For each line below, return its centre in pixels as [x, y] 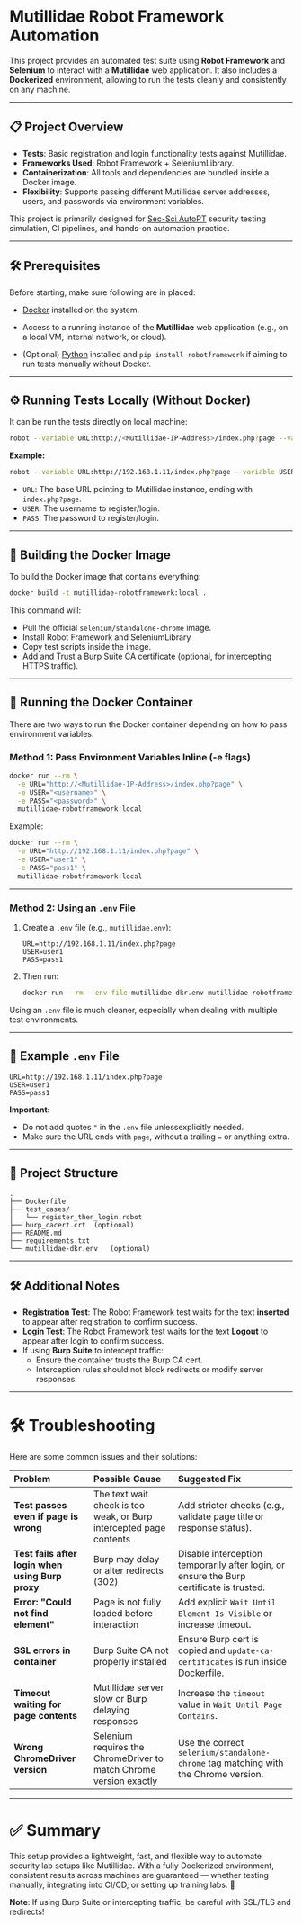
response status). [215, 1528]
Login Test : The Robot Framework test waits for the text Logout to [145, 1331]
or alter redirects [128, 1570]
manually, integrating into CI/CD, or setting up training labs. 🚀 [122, 1885]
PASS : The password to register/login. [91, 518]
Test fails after [46, 1554]
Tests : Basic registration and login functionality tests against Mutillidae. [155, 153]
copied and [202, 1650]
